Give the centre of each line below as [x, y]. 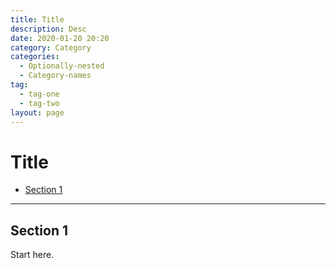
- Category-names [55, 76]
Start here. [32, 255]
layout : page [37, 112]
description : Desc [48, 29]
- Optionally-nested [62, 66]
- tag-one [39, 94]
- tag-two [39, 103]
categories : [35, 57]
